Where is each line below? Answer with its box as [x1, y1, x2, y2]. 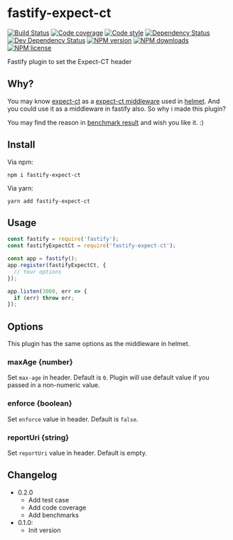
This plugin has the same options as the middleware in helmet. [7, 340, 190, 348]
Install [7, 139, 36, 151]
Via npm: [7, 158, 33, 166]
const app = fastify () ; [7, 255, 78, 262]
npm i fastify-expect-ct [7, 171, 81, 178]
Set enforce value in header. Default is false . [7, 414, 139, 423]
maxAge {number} [7, 357, 73, 367]
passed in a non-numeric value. [7, 381, 101, 389]
